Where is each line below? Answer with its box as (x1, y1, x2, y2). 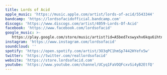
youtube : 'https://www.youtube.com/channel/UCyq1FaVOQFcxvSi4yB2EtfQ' (5, 62, 155, 67)
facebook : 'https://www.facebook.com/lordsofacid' (5, 26, 112, 31)
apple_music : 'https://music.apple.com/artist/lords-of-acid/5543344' (5, 12, 155, 17)
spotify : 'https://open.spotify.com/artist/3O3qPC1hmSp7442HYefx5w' (5, 48, 150, 53)
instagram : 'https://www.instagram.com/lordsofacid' (5, 39, 117, 44)
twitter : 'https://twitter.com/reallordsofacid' (5, 53, 108, 58)
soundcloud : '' (5, 44, 37, 49)
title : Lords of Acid (5, 7, 50, 12)
